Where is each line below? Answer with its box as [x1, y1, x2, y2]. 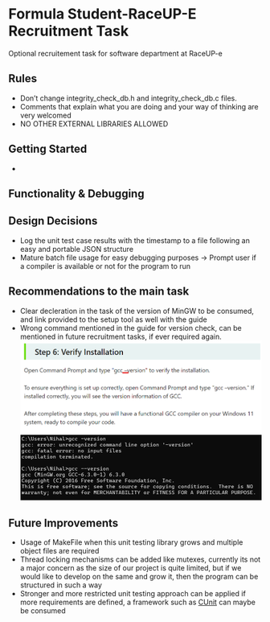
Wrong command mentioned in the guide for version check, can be [19, 323, 243, 332]
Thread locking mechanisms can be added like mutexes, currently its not [19, 554, 261, 564]
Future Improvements [8, 516, 119, 529]
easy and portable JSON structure [19, 244, 134, 253]
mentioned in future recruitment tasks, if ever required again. [19, 332, 223, 341]
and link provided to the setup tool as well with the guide [19, 315, 207, 324]
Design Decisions [8, 214, 98, 228]
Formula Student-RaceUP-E [8, 5, 197, 23]
